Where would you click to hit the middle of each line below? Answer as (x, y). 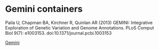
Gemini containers (44, 9)
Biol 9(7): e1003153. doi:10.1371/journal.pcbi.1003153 (58, 33)
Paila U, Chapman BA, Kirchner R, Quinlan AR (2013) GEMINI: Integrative (79, 23)
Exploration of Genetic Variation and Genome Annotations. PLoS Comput (79, 27)
